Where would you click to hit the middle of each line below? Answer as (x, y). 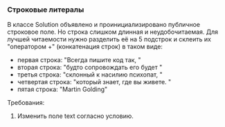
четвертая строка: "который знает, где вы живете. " (94, 82)
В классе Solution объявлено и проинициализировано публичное (104, 25)
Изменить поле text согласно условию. (75, 116)
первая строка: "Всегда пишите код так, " (79, 60)
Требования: (26, 103)
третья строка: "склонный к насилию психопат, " (90, 75)
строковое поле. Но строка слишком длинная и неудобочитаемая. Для (113, 32)
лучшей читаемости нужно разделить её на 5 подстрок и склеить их (109, 39)
